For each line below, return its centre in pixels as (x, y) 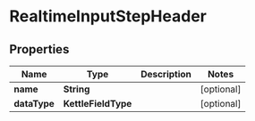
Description (166, 74)
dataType (34, 104)
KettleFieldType (98, 104)
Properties (39, 49)
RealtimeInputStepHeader (108, 16)
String (76, 89)
